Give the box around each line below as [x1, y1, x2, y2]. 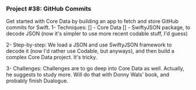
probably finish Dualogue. [6, 77, 68, 84]
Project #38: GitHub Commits [6, 5, 92, 13]
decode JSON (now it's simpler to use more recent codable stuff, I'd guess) [6, 30, 188, 37]
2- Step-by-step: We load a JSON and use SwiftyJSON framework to [6, 41, 172, 48]
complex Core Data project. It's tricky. [6, 54, 98, 61]
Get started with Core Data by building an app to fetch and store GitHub [6, 18, 178, 25]
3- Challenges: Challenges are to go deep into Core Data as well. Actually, [6, 65, 184, 72]
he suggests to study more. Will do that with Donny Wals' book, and [6, 71, 170, 78]
